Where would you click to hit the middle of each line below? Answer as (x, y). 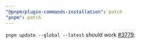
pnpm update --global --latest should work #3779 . (70, 34)
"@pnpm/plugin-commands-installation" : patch (64, 12)
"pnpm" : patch (24, 17)
